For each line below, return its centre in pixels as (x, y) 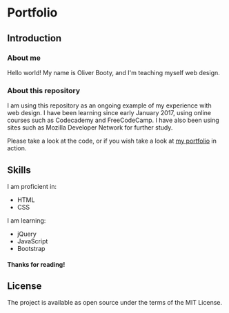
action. (17, 148)
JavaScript (32, 241)
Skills (19, 170)
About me (24, 58)
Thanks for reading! (36, 264)
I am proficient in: (32, 186)
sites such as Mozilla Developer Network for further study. (90, 128)
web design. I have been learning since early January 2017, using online (109, 113)
